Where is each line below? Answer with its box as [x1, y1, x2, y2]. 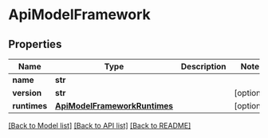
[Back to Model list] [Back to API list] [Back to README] [8, 121, 191, 130]
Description [180, 61, 227, 72]
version [12, 88, 42, 98]
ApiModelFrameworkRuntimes [54, 101, 174, 111]
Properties [8, 37, 62, 51]
